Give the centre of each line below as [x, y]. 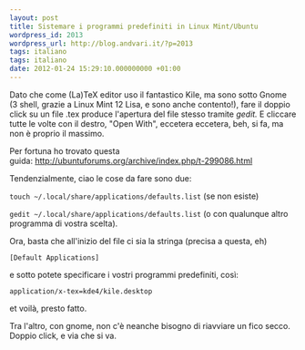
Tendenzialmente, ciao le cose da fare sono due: [101, 178]
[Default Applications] [55, 257]
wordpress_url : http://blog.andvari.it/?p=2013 [102, 43]
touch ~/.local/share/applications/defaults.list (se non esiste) [134, 196]
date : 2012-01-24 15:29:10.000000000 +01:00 [95, 69]
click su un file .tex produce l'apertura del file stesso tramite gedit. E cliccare [153, 114]
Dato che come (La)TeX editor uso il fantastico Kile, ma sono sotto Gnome [148, 94]
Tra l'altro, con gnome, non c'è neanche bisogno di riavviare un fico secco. [150, 325]
